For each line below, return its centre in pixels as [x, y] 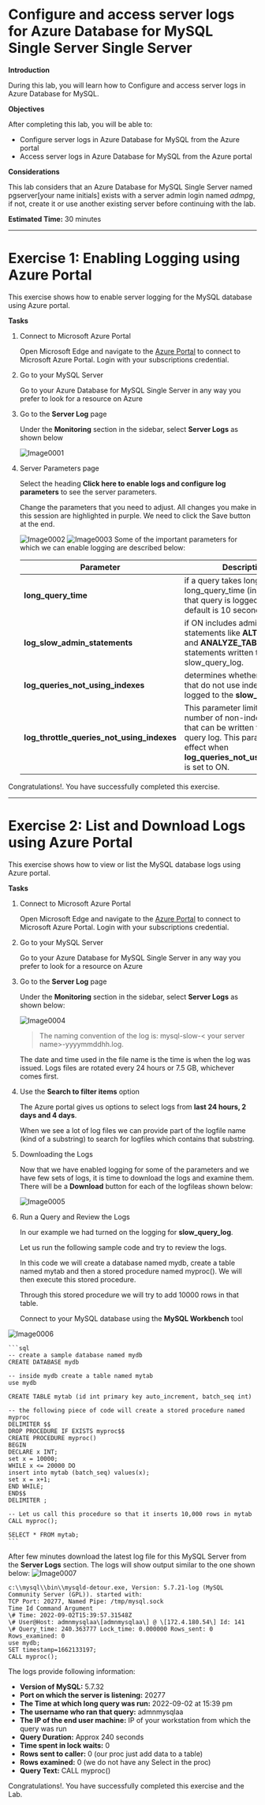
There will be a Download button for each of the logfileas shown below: [136, 1186]
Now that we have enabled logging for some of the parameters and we [134, 1169]
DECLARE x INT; [33, 1452]
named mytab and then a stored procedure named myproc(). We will [131, 1271]
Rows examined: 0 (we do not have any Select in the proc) [115, 1762]
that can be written [219, 727]
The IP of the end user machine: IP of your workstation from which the [135, 1720]
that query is [207, 600]
